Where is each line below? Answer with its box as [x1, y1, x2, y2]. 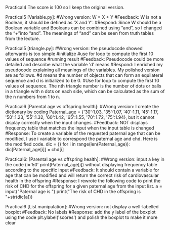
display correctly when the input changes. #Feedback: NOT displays [5, 120, 148, 125]
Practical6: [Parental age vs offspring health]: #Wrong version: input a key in [5, 156, 164, 162]
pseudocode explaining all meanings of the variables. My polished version [5, 67, 160, 73]
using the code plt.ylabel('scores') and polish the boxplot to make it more [5, 214, 158, 220]
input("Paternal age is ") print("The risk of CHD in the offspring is [5, 189, 141, 194]
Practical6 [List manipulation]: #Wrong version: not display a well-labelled [5, 204, 159, 209]
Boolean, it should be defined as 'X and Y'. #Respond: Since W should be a [5, 20, 162, 25]
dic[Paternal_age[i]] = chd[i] [5, 147, 64, 152]
